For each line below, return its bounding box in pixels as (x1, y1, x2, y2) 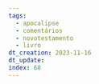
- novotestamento (15, 34, 74, 42)
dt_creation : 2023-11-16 (8, 49, 92, 57)
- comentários (15, 26, 63, 34)
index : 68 (8, 64, 42, 72)
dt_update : (8, 57, 45, 65)
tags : (8, 11, 27, 20)
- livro (15, 42, 42, 50)
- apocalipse (15, 19, 60, 27)
